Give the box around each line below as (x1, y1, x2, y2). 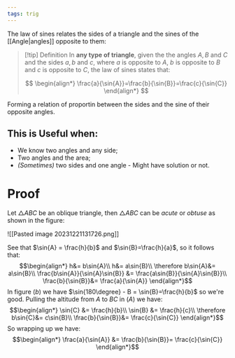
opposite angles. (7, 107, 55, 116)
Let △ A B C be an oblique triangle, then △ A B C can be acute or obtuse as (7, 209, 215, 217)
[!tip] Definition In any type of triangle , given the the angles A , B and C (24, 50, 228, 59)
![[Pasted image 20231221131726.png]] (7, 230, 120, 238)
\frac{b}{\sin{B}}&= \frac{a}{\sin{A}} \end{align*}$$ (42, 277, 193, 285)
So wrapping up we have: (7, 324, 81, 333)
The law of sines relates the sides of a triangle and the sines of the (7, 29, 199, 38)
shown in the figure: (7, 216, 65, 225)
